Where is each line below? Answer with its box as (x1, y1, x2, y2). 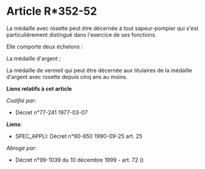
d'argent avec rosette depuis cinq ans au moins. (6, 73, 128, 80)
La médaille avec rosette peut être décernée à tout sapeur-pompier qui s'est (6, 24, 199, 32)
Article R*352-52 (6, 4, 97, 18)
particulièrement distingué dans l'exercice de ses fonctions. (6, 31, 157, 38)
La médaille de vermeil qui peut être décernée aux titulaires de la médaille (6, 66, 193, 74)
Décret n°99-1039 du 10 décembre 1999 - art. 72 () (15, 156, 144, 163)
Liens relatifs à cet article (6, 85, 72, 92)
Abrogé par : (6, 144, 37, 151)
